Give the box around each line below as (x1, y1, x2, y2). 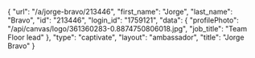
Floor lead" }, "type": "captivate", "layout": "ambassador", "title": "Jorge (7, 32, 245, 42)
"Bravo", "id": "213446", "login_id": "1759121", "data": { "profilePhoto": (7, 15, 239, 25)
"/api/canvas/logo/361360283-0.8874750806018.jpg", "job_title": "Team (7, 24, 247, 33)
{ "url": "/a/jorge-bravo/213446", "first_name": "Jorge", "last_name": (7, 7, 233, 16)
